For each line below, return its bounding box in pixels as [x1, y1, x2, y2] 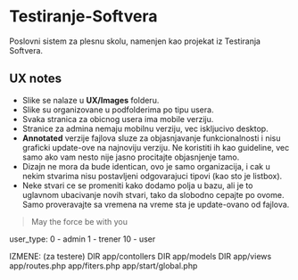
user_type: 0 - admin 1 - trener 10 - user [9, 234, 156, 244]
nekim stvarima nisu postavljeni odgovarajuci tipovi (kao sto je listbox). [21, 170, 283, 181]
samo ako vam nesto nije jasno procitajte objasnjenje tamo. [21, 152, 240, 162]
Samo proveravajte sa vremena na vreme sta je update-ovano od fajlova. [21, 199, 290, 210]
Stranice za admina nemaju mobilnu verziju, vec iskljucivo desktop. [21, 123, 269, 134]
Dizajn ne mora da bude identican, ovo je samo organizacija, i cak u [21, 161, 270, 171]
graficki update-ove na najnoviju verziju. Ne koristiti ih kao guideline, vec [21, 142, 290, 152]
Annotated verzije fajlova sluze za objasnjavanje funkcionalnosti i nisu [21, 132, 281, 144]
